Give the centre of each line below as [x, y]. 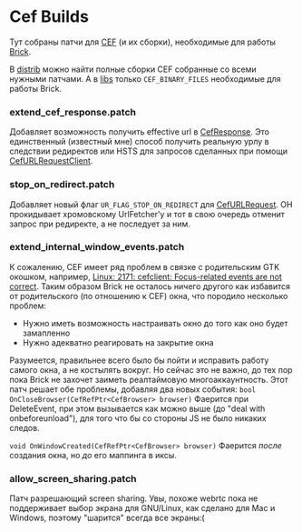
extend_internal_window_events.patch [97, 247]
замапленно [46, 333]
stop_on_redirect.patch [62, 185]
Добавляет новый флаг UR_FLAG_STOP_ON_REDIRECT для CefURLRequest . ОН [151, 204]
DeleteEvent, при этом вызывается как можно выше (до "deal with [137, 408]
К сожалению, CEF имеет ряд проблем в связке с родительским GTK [145, 266]
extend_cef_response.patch [73, 112]
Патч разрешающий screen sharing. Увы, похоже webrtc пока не [134, 498]
